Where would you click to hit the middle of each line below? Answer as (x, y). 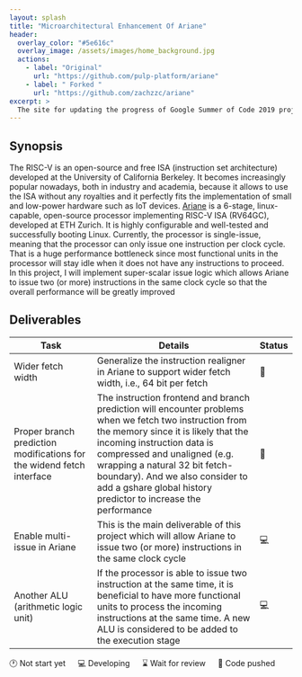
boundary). (120, 476)
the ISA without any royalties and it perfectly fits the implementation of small (151, 196)
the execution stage (139, 640)
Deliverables (45, 320)
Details (174, 345)
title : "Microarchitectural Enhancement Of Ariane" (108, 26)
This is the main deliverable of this (169, 524)
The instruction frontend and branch (173, 397)
